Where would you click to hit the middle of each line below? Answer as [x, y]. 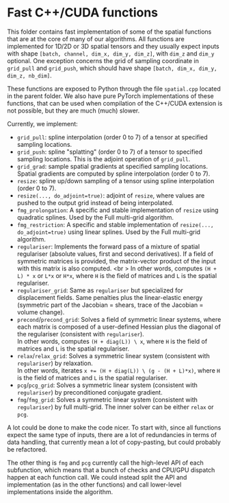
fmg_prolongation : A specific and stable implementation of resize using [118, 210]
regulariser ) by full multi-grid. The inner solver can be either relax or [115, 407]
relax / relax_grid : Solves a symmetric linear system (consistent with [113, 355]
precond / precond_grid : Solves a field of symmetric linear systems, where [119, 319]
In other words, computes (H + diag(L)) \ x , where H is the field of [112, 341]
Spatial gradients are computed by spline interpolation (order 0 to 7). [113, 174]
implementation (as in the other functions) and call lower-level [94, 484]
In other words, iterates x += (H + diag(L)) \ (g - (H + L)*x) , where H [118, 370]
